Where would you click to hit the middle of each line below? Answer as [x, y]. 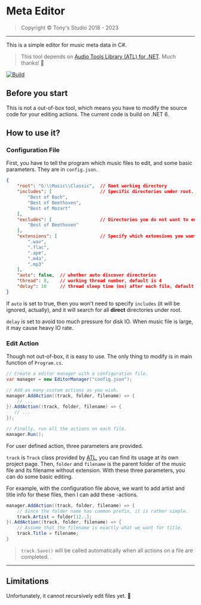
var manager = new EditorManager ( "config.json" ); [69, 379]
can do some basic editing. [39, 476]
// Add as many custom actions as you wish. [63, 390]
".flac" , [39, 247]
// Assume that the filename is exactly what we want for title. [100, 528]
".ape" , [37, 253]
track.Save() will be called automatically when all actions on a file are [107, 550]
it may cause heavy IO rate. [40, 327]
